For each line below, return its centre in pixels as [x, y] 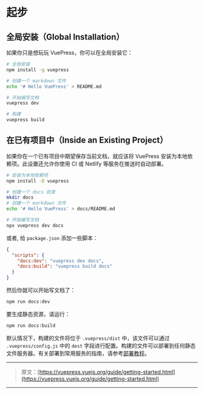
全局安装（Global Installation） [65, 37]
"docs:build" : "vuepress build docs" [65, 266]
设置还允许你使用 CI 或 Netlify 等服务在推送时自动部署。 [97, 164]
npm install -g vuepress [38, 70]
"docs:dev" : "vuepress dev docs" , [61, 261]
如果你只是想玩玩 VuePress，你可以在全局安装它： [70, 53]
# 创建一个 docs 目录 [31, 192]
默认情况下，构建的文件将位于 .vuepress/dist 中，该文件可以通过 [88, 338]
